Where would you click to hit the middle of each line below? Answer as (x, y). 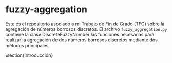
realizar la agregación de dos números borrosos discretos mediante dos (81, 40)
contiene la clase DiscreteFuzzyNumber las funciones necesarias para (80, 34)
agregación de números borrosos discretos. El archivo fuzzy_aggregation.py (86, 29)
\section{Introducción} (29, 55)
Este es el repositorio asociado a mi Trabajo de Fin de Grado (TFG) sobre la (85, 24)
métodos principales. (28, 45)
